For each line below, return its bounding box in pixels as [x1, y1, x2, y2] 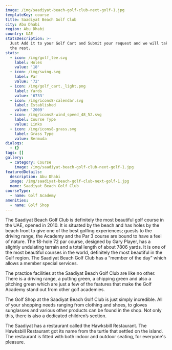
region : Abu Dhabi [5, 27, 45, 32]
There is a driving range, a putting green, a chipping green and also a [5, 275, 152, 281]
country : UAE [5, 31, 33, 36]
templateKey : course [5, 12, 50, 17]
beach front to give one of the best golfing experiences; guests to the [5, 227, 152, 233]
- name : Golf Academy [10, 193, 56, 198]
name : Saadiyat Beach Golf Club [10, 184, 79, 189]
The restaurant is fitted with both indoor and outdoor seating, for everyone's [5, 333, 166, 339]
